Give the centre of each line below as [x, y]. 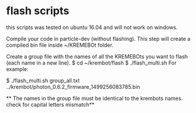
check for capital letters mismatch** [50, 104]
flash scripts [38, 11]
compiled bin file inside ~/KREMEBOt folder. [60, 45]
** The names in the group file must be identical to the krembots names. [94, 98]
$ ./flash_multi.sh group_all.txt [43, 80]
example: [17, 69]
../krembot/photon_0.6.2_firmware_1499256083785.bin [73, 86]
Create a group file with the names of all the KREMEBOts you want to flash [97, 56]
